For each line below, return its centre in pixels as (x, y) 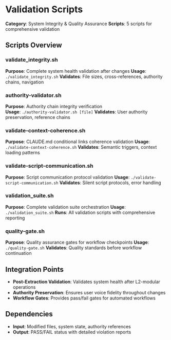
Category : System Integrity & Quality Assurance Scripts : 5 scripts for (79, 24)
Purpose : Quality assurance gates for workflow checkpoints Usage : (77, 243)
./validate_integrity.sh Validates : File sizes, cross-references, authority (84, 76)
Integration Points (35, 269)
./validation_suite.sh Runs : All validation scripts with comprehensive (80, 212)
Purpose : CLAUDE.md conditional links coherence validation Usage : (78, 142)
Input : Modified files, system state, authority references (72, 326)
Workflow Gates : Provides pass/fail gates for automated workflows (84, 298)
